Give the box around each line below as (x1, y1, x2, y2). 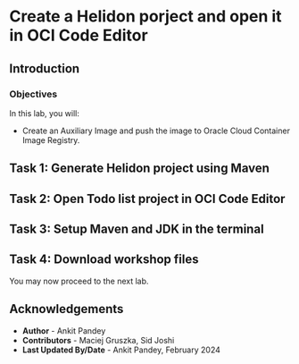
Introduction (9, 61, 80, 76)
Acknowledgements (9, 301, 124, 317)
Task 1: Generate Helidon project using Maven (9, 161, 270, 176)
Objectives (9, 88, 58, 100)
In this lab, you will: (9, 107, 80, 118)
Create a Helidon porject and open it (9, 6, 283, 27)
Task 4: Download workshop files (9, 252, 199, 267)
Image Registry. (21, 134, 80, 145)
